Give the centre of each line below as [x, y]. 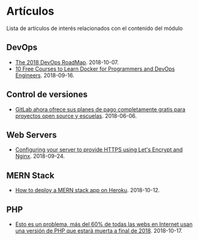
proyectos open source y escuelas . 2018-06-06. [76, 116]
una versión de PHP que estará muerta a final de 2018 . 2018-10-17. [99, 231]
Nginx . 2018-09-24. [40, 156]
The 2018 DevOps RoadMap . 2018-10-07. [67, 62]
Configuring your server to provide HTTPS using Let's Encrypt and [99, 150]
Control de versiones [47, 95]
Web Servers [31, 135]
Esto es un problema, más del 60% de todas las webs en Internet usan [104, 224]
